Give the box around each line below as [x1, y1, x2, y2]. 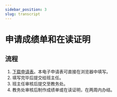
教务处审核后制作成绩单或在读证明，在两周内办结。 [12, 87, 115, 93]
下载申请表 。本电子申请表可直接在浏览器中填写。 [12, 68, 111, 74]
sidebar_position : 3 [5, 7, 47, 12]
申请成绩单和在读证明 [5, 34, 91, 45]
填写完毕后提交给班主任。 [12, 75, 64, 81]
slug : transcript [5, 12, 40, 16]
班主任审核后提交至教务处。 [12, 81, 68, 86]
